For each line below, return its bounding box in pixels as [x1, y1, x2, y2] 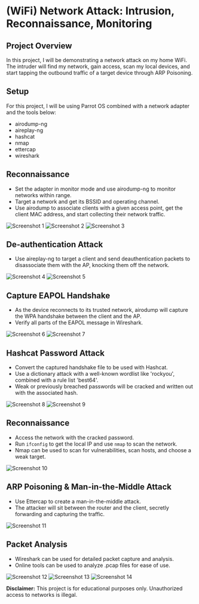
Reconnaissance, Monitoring [6, 17, 152, 30]
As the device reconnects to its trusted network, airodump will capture [14, 306, 188, 314]
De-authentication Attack [6, 240, 103, 250]
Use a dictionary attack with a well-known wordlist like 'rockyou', [14, 370, 175, 378]
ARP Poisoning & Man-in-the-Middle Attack [6, 482, 172, 492]
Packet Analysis [6, 539, 68, 550]
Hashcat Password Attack [6, 348, 105, 358]
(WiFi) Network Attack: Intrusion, [6, 4, 174, 18]
